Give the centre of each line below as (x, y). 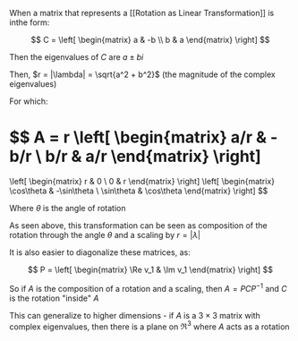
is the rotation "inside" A (54, 298)
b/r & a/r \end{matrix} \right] (153, 157)
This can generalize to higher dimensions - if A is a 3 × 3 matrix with (135, 315)
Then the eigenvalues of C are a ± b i (77, 57)
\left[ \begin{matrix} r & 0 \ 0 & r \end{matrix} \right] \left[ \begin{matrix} (142, 181)
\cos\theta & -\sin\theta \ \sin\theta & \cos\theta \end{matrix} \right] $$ (139, 191)
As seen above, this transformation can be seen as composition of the (138, 225)
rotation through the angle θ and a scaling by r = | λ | (105, 234)
